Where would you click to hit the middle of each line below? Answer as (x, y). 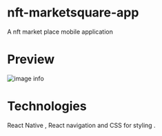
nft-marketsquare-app (73, 13)
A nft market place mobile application (60, 32)
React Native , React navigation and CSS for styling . (82, 125)
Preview (31, 59)
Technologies (47, 106)
